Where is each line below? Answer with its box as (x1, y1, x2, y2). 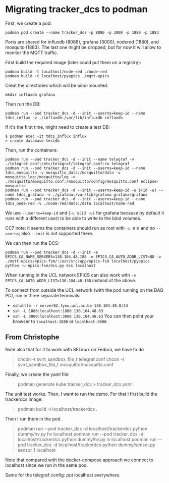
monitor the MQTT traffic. (5, 49, 59, 56)
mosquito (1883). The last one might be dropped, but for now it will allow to (5, 44, 161, 50)
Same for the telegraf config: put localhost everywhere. (5, 472, 121, 478)
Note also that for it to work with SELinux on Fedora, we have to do (5, 346, 144, 352)
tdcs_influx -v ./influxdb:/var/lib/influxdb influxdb (5, 115, 123, 120)
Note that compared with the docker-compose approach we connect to (5, 457, 154, 463)
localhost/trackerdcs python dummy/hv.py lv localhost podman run (17, 436, 157, 442)
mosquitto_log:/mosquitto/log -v (5, 174, 76, 180)
